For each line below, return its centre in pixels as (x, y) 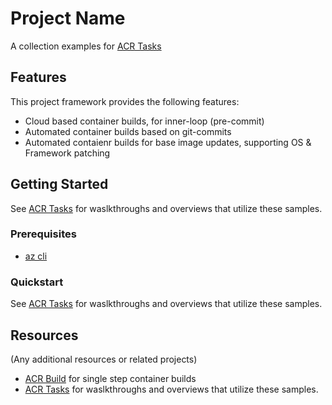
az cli (36, 256)
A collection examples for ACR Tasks (86, 46)
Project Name (68, 18)
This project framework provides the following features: (125, 101)
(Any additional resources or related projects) (104, 359)
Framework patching (67, 153)
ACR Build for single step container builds (110, 378)
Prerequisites (43, 234)
